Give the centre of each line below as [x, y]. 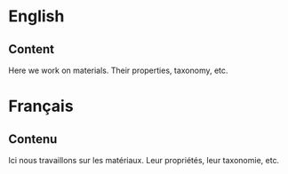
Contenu [33, 139]
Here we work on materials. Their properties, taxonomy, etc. [118, 70]
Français [41, 106]
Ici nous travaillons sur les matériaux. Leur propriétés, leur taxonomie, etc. [144, 160]
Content [32, 49]
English [36, 16]
